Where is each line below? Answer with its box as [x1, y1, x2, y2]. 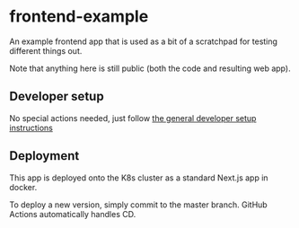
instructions [9, 122, 54, 133]
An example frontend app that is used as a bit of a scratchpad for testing [9, 36, 278, 47]
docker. [9, 181, 38, 192]
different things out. [9, 45, 83, 56]
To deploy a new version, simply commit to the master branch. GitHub [9, 199, 268, 210]
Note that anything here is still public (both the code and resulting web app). [9, 63, 291, 74]
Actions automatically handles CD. [9, 208, 136, 219]
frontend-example [9, 6, 149, 27]
